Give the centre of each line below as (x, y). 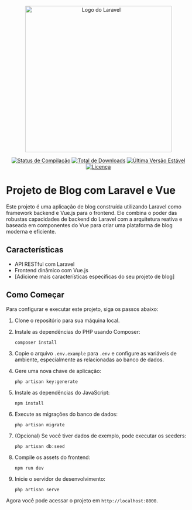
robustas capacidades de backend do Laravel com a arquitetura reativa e (94, 219)
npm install (29, 403)
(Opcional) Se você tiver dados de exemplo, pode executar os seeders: (100, 436)
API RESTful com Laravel (44, 264)
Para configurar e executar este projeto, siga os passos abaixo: (82, 309)
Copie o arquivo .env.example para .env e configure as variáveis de (95, 353)
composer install (36, 343)
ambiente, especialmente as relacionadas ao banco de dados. (89, 360)
